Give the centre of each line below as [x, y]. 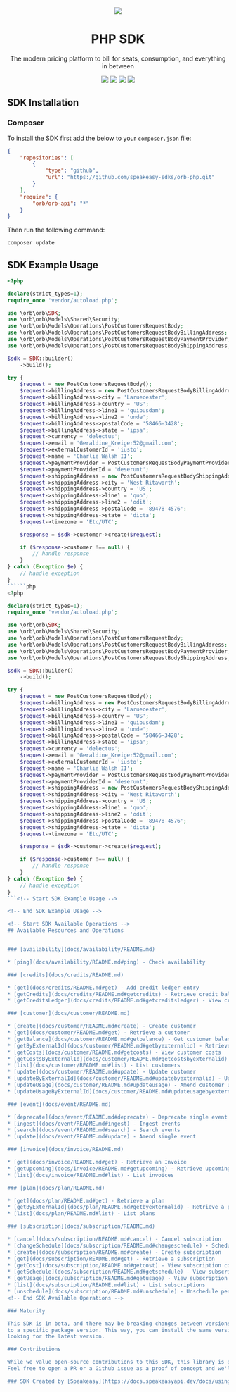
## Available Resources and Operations [66, 931]
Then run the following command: [56, 230]
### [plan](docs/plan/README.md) [56, 1188]
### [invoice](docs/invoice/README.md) [66, 1150]
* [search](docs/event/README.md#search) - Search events [94, 1130]
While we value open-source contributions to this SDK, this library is [116, 1362]
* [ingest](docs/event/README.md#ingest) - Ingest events [94, 1124]
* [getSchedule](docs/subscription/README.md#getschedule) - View [106, 1272]
